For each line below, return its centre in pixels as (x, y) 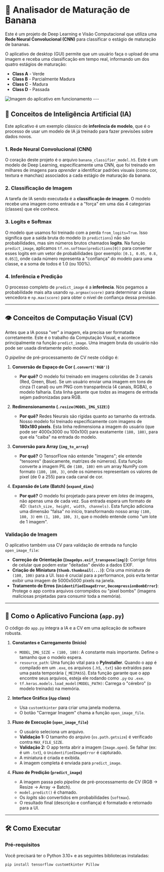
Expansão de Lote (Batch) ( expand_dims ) (53, 486)
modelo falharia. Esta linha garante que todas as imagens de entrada (89, 392)
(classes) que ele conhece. (32, 209)
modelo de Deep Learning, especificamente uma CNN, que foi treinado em (80, 165)
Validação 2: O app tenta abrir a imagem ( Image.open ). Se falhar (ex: (88, 747)
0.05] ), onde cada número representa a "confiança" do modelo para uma (79, 259)
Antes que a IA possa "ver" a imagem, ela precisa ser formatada (70, 332)
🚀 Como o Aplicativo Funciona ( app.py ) (65, 616)
